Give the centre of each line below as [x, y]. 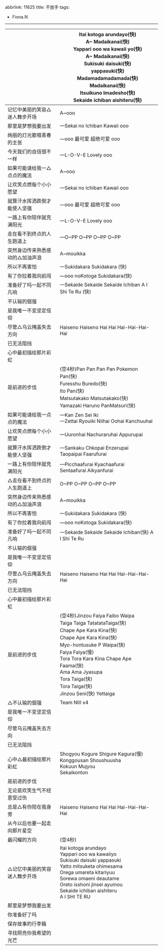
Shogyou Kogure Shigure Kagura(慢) [101, 754]
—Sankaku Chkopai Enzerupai [94, 448]
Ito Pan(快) [72, 391]
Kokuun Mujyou [78, 766]
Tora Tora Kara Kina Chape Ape [96, 658]
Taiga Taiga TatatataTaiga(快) [93, 623]
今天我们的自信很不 [30, 152]
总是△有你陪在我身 [30, 807]
